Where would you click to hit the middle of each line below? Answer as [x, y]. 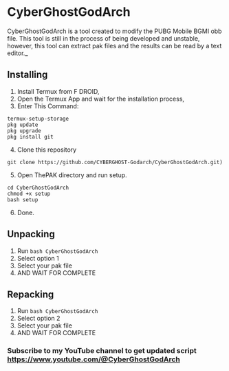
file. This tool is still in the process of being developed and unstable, [103, 38]
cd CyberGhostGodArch [38, 188]
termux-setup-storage [38, 119]
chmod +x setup [29, 194]
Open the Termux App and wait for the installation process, [100, 99]
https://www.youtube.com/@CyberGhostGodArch [94, 359]
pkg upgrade [24, 131]
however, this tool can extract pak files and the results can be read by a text [115, 46]
